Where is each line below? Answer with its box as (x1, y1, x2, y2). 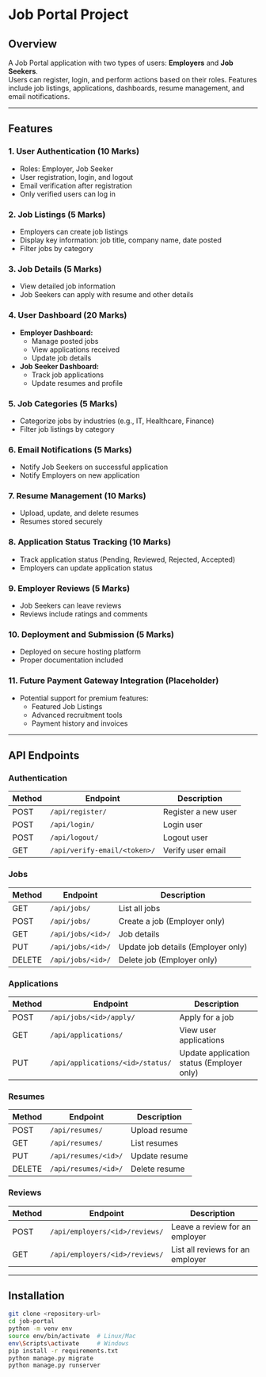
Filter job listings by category (19, 424, 115, 433)
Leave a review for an (171, 1221, 252, 1232)
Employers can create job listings (19, 227, 128, 236)
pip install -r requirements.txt (8, 1347, 119, 1355)
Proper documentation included (19, 655, 123, 665)
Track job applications (31, 370, 104, 380)
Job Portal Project (8, 6, 129, 24)
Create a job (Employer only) (118, 915, 226, 926)
